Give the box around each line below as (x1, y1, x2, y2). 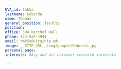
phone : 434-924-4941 (5, 34, 47, 39)
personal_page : (5, 48, 36, 52)
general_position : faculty (5, 20, 60, 26)
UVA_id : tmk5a (5, 7, 34, 12)
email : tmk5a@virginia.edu (5, 39, 60, 44)
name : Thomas (5, 16, 32, 21)
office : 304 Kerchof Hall (5, 30, 57, 34)
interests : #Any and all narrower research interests (5, 52, 117, 57)
